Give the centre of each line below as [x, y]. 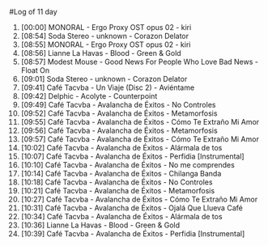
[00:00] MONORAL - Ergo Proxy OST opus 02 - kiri [106, 27]
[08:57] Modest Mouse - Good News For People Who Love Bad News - [139, 61]
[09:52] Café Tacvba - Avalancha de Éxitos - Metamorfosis [119, 113]
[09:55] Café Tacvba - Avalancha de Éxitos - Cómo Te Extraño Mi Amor [140, 122]
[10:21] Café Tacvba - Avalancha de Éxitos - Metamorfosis [118, 191]
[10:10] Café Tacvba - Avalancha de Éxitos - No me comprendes [128, 165]
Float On [35, 70]
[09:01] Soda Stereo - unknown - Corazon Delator [104, 79]
